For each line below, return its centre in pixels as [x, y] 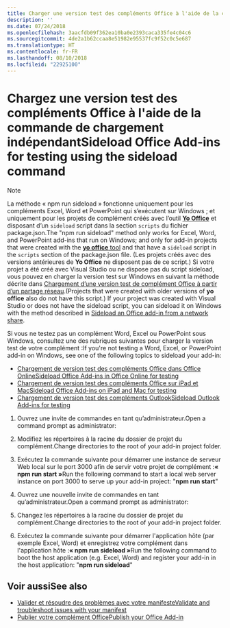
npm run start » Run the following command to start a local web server [116, 474]
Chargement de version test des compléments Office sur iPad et [107, 383]
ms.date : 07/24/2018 [37, 26]
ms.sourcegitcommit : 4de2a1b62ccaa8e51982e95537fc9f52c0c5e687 [99, 39]
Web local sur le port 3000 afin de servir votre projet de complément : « [118, 466]
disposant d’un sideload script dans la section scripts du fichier [98, 225]
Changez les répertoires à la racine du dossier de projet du [100, 515]
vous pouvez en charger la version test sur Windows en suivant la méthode [113, 276]
